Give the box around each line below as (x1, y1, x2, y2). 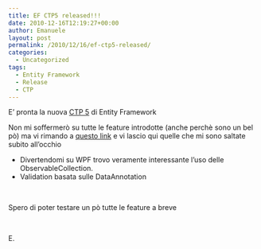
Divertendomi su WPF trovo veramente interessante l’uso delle (19, 155, 224, 165)
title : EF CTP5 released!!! (8, 11, 102, 20)
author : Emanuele (8, 26, 66, 34)
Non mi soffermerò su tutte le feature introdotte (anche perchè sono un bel (8, 123, 253, 132)
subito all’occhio (8, 140, 62, 150)
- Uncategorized (15, 56, 69, 64)
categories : (8, 49, 48, 56)
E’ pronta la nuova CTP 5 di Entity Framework (8, 107, 157, 117)
